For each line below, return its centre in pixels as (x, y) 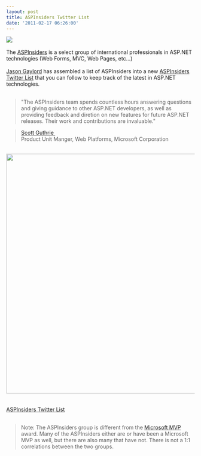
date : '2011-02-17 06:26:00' (42, 23)
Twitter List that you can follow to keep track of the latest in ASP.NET (91, 78)
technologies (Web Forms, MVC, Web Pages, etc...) (69, 59)
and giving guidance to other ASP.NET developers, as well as (96, 108)
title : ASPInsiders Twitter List (48, 17)
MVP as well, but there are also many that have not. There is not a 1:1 (105, 440)
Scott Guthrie (37, 133)
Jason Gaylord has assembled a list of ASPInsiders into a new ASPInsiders (98, 71)
